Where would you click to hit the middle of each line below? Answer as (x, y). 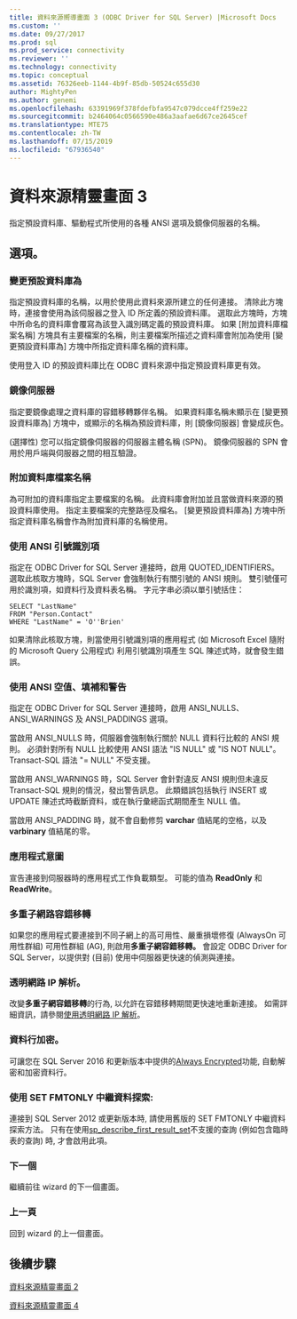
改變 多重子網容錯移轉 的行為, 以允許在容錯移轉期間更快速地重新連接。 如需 (145, 1003)
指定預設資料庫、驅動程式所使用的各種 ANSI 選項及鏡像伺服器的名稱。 (137, 222)
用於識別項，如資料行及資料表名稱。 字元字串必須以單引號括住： (127, 590)
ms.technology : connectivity (63, 68)
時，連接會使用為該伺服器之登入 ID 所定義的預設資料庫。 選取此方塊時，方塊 (148, 313)
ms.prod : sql (33, 42)
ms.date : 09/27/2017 (47, 34)
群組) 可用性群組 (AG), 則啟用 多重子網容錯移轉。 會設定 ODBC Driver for (156, 947)
